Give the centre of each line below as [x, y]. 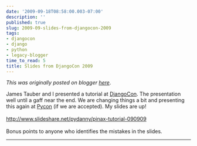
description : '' [26, 17]
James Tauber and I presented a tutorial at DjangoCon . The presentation [94, 94]
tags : [13, 33]
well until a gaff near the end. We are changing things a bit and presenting [95, 100]
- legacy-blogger [27, 55]
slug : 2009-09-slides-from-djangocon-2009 [59, 28]
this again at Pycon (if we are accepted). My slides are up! [76, 107]
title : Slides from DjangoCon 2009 [50, 66]
